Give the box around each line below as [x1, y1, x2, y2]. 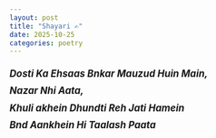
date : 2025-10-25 [9, 30, 75, 39]
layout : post [9, 13, 59, 23]
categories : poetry [9, 38, 83, 48]
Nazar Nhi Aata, [9, 85, 84, 97]
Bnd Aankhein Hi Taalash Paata [9, 118, 156, 131]
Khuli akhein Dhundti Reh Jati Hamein [9, 101, 185, 114]
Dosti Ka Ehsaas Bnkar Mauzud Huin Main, [9, 68, 209, 80]
